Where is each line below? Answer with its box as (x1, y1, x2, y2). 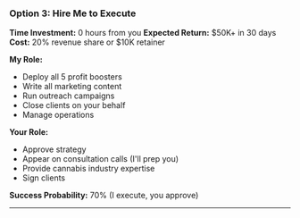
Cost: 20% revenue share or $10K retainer (9, 37, 165, 47)
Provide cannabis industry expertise (21, 163, 155, 174)
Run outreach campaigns (21, 90, 115, 101)
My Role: (9, 54, 43, 65)
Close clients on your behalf (21, 100, 126, 111)
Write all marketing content (21, 81, 122, 92)
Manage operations (21, 110, 95, 121)
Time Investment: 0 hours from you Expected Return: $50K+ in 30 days (9, 28, 277, 38)
